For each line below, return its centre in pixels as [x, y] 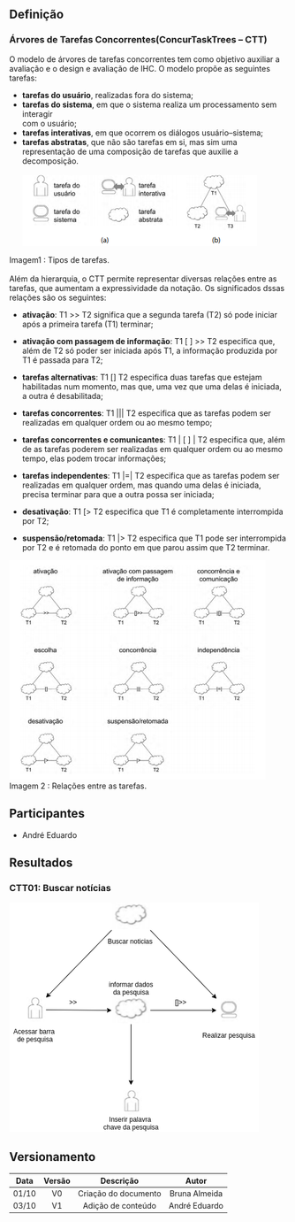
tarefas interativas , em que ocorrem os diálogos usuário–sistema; [142, 133]
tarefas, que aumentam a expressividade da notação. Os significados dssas [147, 288]
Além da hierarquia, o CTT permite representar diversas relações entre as [143, 279]
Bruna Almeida [196, 1193]
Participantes [47, 814]
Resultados [41, 862]
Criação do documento [120, 1193]
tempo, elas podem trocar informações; [94, 458]
